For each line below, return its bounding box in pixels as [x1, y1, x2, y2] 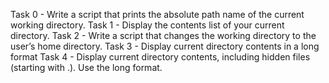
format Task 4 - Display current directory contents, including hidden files [10, 51, 311, 63]
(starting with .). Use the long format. [10, 62, 163, 73]
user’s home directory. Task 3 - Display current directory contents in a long [10, 40, 320, 52]
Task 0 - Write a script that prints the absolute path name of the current [10, 9, 305, 20]
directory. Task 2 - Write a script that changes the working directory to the [10, 30, 317, 41]
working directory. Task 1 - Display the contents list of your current [10, 19, 285, 31]
